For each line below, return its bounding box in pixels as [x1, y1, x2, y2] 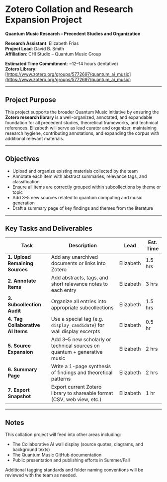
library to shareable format [51, 390, 113, 397]
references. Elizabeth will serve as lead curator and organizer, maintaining [5, 125, 157, 131]
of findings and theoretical [51, 369, 113, 376]
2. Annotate [7, 277, 36, 284]
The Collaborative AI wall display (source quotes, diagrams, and [12, 441, 143, 448]
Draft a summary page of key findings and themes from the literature [12, 205, 153, 211]
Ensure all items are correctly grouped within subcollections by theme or [12, 184, 161, 190]
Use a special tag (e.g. [51, 316, 103, 323]
